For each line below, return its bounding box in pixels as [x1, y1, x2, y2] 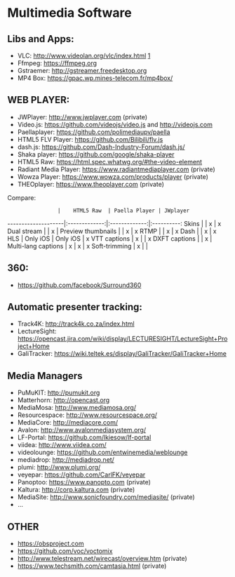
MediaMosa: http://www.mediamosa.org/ [17, 404, 137, 412]
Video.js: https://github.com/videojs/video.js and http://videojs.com [17, 120, 213, 128]
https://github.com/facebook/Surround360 [17, 281, 142, 289]
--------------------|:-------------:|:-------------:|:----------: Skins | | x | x [7, 219, 222, 227]
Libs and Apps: [7, 33, 74, 45]
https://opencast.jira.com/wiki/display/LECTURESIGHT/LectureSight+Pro [17, 335, 228, 343]
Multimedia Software [7, 5, 132, 21]
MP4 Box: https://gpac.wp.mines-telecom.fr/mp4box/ [17, 74, 173, 82]
